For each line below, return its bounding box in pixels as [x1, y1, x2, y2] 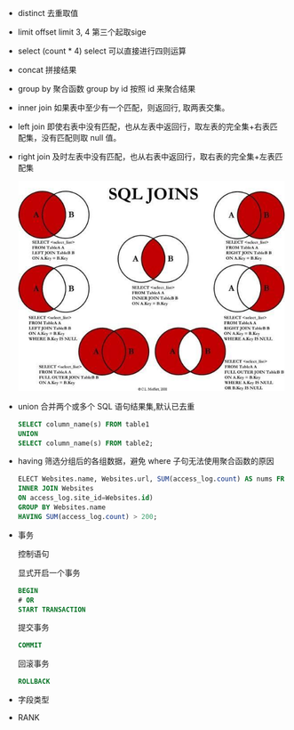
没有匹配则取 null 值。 [41, 133, 122, 142]
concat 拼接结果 [17, 65, 77, 75]
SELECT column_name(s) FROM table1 [17, 419, 150, 429]
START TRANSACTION [17, 604, 86, 614]
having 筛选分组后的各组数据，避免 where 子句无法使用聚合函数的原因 [17, 456, 274, 466]
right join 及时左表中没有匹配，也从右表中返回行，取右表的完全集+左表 [17, 151, 275, 162]
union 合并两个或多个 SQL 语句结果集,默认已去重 [17, 401, 195, 411]
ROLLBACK [17, 677, 51, 686]
